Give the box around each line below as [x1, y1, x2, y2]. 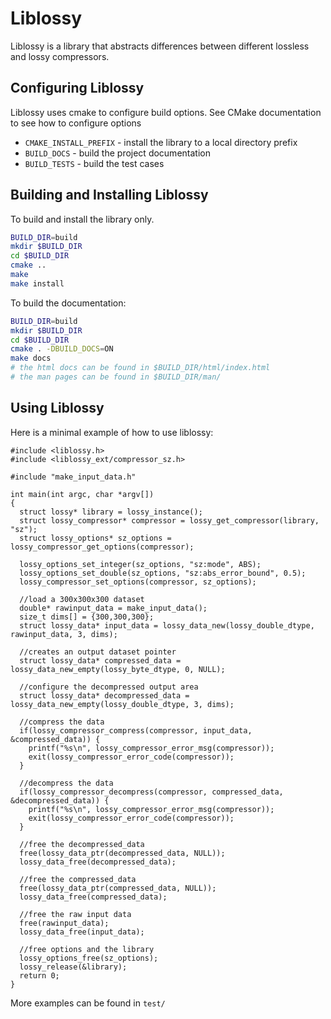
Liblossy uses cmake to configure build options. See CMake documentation [10, 106, 322, 118]
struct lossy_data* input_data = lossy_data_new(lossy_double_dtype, [19, 620, 315, 631]
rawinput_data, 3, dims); [10, 629, 118, 639]
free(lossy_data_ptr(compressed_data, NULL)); [19, 883, 217, 893]
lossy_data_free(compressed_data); [19, 892, 168, 902]
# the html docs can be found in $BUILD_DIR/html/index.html [10, 363, 271, 373]
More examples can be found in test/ [10, 997, 166, 1009]
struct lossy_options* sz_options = [19, 533, 172, 543]
